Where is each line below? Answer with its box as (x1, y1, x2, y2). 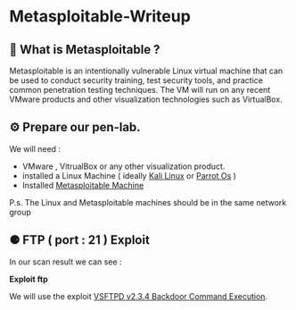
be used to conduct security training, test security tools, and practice (9, 75, 263, 86)
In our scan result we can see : (9, 256, 122, 267)
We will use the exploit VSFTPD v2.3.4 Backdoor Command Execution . (9, 290, 268, 301)
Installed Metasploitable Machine (21, 180, 144, 190)
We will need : (9, 143, 61, 154)
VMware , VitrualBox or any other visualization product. (21, 161, 226, 172)
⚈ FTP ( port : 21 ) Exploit (9, 232, 150, 247)
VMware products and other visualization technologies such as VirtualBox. (9, 94, 283, 105)
